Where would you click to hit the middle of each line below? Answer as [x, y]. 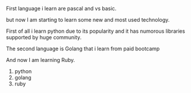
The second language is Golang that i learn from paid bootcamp [83, 49]
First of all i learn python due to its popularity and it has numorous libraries [95, 31]
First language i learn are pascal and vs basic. [61, 8]
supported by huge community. [44, 37]
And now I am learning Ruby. [41, 60]
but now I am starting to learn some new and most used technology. [88, 20]
